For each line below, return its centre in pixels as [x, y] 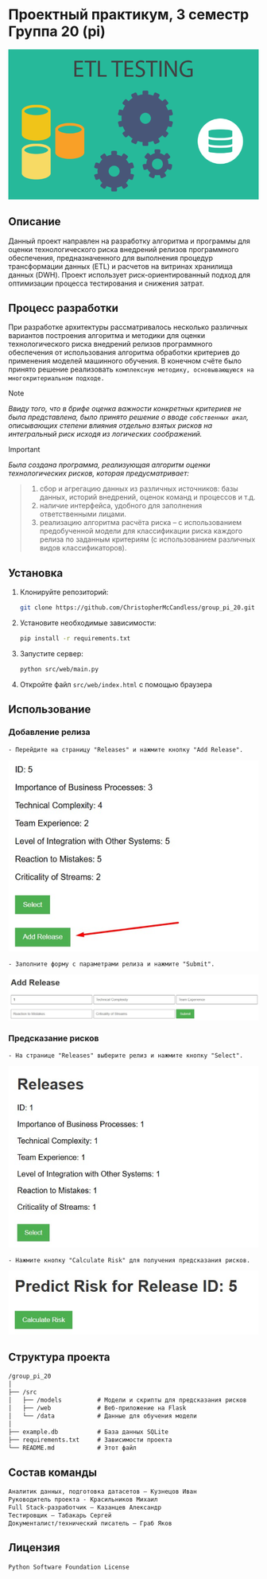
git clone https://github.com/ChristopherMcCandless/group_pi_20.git [137, 608]
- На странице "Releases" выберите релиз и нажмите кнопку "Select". [126, 1056]
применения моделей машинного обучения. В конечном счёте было [125, 361]
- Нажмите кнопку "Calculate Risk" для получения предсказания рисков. [129, 1261]
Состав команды [53, 1472]
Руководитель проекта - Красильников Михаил [83, 1499]
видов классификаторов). [83, 548]
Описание [35, 222]
